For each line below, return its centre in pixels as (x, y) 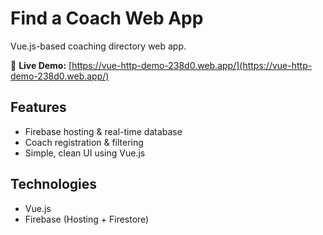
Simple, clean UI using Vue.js (85, 153)
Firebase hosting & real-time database (103, 131)
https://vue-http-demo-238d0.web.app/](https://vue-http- (192, 65)
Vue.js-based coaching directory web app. (98, 46)
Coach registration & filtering (84, 142)
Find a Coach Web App (107, 18)
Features (38, 107)
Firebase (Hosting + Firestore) (87, 219)
